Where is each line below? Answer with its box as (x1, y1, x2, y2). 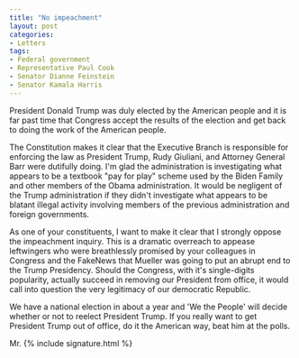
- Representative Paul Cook (9, 64, 115, 73)
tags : (9, 47, 30, 56)
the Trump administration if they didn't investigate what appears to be (9, 189, 268, 200)
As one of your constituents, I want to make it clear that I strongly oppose (9, 226, 282, 237)
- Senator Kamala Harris (9, 80, 103, 89)
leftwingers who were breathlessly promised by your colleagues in (9, 245, 256, 256)
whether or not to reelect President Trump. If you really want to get (9, 310, 258, 321)
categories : (9, 30, 54, 39)
